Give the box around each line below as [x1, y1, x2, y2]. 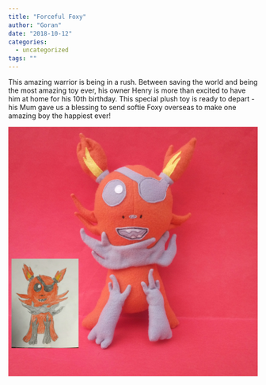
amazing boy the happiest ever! [8, 111, 112, 120]
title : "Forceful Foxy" [8, 13, 87, 21]
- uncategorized [15, 46, 69, 55]
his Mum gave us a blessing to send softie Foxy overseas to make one [8, 103, 237, 112]
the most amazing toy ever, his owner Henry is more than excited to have [8, 86, 246, 95]
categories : [8, 38, 47, 46]
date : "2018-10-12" [8, 29, 73, 37]
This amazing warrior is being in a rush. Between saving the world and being [8, 78, 258, 86]
